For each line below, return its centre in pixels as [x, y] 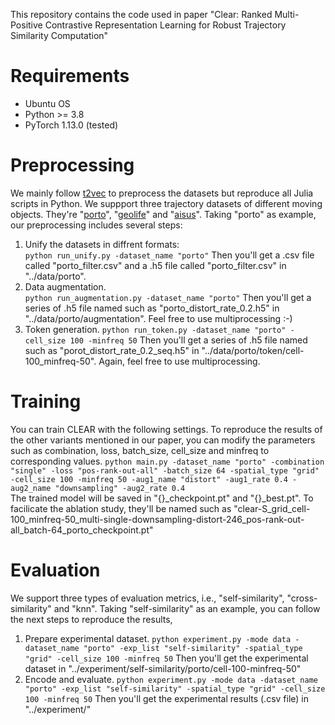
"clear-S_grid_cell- [272, 508]
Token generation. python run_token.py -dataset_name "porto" [155, 329]
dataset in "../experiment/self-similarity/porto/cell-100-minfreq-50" [163, 668]
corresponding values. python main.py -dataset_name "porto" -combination [167, 461]
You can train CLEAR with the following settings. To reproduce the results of [166, 429]
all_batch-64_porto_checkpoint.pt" [82, 530]
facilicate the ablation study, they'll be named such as [121, 508]
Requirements [70, 76]
